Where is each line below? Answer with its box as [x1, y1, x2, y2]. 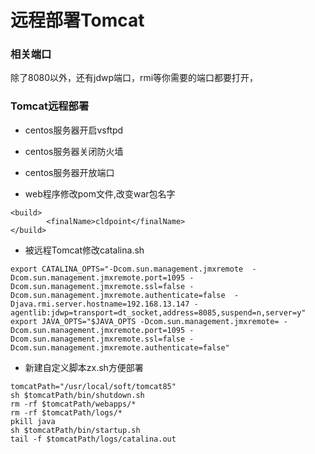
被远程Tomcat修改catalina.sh [24, 244, 145, 256]
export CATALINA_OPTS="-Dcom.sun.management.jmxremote [10, 264, 244, 274]
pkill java [10, 416, 56, 426]
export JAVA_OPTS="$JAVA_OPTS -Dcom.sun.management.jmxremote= [10, 316, 280, 326]
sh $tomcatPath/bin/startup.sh [10, 425, 141, 435]
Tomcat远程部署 [10, 99, 90, 113]
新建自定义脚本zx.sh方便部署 [24, 361, 144, 373]
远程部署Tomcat [10, 9, 145, 32]
